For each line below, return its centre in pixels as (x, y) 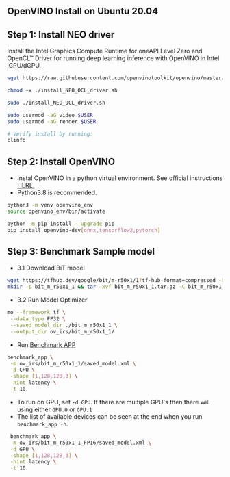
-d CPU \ (23, 370)
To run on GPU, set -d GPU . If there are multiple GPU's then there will (113, 402)
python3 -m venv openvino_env (50, 205)
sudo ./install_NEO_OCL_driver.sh (56, 103)
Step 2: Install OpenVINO (61, 161)
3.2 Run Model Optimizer (52, 300)
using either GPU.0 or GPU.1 (54, 409)
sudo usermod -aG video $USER (50, 115)
